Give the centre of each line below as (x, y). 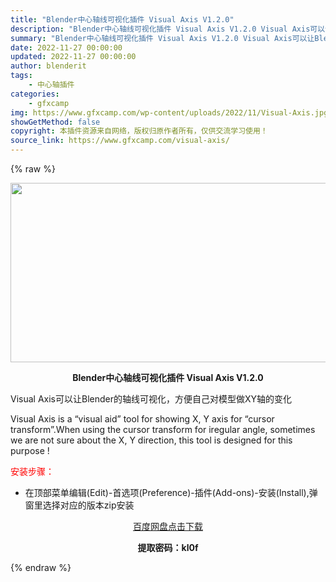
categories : (35, 94)
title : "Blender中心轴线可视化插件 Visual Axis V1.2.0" (122, 19)
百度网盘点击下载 (168, 526)
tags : (21, 76)
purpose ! (30, 450)
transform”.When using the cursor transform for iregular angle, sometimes (163, 429)
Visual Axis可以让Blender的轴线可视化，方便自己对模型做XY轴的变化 (151, 399)
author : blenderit (48, 66)
